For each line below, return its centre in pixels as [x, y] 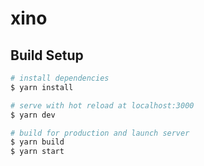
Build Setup [47, 55]
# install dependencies [60, 78]
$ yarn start [37, 152]
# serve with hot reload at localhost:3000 [102, 105]
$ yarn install [42, 87]
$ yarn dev [33, 115]
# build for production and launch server [100, 133]
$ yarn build [37, 142]
